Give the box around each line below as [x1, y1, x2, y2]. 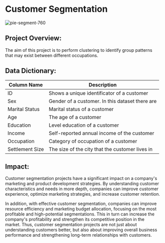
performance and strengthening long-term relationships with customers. [5, 232, 152, 238]
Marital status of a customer [48, 105, 114, 112]
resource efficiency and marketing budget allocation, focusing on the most [5, 206, 157, 212]
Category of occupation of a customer [48, 138, 137, 144]
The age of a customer [48, 113, 101, 120]
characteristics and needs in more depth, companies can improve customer [5, 186, 159, 192]
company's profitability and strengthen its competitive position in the [5, 216, 145, 222]
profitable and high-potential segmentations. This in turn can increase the [5, 211, 155, 217]
